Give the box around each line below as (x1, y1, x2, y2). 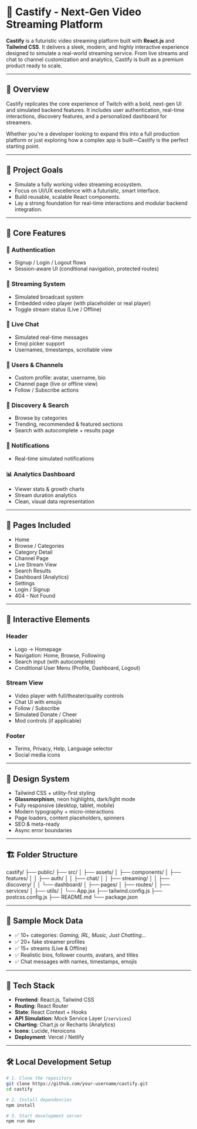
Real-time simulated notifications (14, 455, 94, 462)
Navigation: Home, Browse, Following (14, 652, 106, 659)
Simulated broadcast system (14, 293, 84, 300)
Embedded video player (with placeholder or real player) (14, 299, 151, 307)
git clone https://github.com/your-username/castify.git (6, 1081, 148, 1087)
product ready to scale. (6, 62, 63, 69)
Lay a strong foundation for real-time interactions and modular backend (14, 199, 188, 206)
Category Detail (14, 548, 53, 555)
